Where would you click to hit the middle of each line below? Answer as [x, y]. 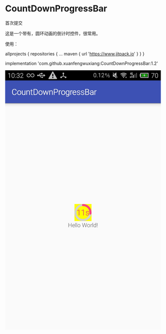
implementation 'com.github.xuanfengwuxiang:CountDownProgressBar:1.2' [82, 63]
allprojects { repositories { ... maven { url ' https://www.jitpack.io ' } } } [75, 54]
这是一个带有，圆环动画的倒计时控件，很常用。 [53, 33]
